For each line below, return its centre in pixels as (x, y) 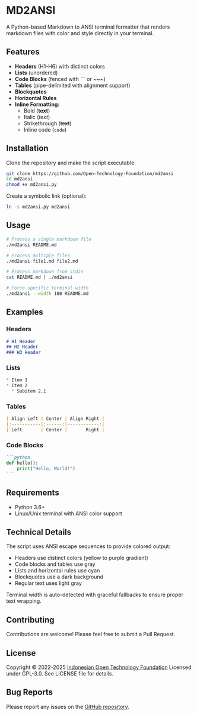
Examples (25, 312)
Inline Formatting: (37, 104)
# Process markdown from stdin (45, 272)
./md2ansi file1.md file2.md (42, 261)
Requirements (33, 493)
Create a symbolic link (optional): (47, 196)
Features (23, 52)
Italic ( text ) (37, 117)
